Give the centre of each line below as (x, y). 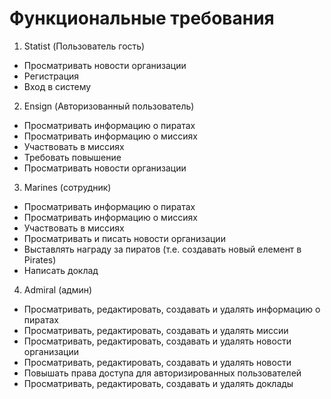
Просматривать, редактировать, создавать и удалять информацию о (172, 309)
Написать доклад (61, 270)
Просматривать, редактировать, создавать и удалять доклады (158, 383)
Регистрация (51, 76)
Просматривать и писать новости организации (124, 238)
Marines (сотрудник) (67, 187)
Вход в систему (57, 86)
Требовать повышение (72, 157)
